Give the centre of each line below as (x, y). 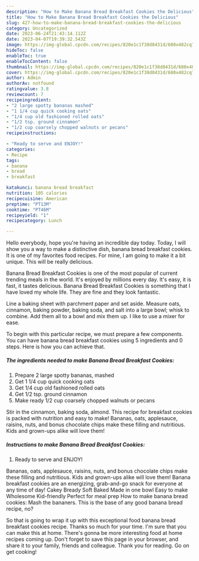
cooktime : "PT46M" (29, 210)
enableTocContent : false (37, 61)
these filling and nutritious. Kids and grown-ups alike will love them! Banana (98, 477)
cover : (14, 72)
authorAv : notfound (30, 84)
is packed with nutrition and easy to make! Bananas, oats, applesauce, (92, 419)
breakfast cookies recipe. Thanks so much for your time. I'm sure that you (96, 527)
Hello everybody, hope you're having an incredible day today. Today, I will (96, 243)
